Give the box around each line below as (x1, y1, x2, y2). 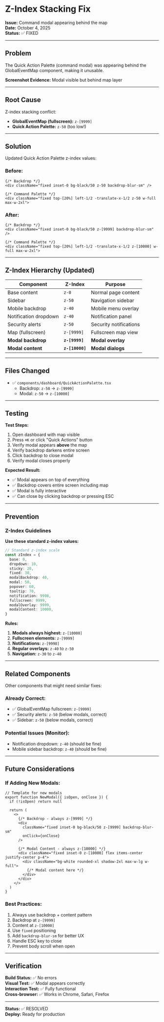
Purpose (105, 281, 126, 287)
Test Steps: (5, 422, 29, 428)
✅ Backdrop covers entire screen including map (12, 482, 109, 488)
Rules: (5, 620, 19, 626)
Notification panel (91, 313, 132, 320)
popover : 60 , (9, 585, 36, 589)
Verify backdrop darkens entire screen (12, 447, 90, 453)
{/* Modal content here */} (26, 868, 84, 873)
